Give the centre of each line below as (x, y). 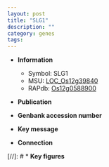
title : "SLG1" (28, 20)
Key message (38, 129)
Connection (35, 143)
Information (35, 60)
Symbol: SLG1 (48, 74)
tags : (15, 40)
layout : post (26, 14)
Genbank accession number (59, 116)
